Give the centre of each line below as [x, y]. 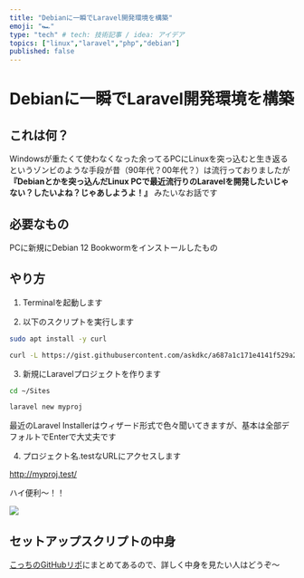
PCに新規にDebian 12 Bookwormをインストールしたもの [114, 247]
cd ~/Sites [30, 390]
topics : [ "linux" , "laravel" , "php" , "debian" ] [95, 43]
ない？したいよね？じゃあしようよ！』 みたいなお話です [114, 193]
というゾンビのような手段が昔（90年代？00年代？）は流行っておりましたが [150, 170]
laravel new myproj [46, 407]
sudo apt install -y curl [58, 339]
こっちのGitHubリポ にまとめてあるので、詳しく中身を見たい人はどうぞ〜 [145, 565]
